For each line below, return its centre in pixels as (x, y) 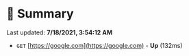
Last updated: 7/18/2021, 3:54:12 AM (60, 32)
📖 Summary (40, 14)
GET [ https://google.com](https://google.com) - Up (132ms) (99, 45)
